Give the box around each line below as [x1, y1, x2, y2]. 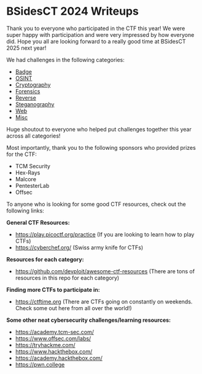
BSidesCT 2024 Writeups [6, 4, 139, 18]
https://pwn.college [15, 360, 65, 368]
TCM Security [15, 162, 51, 169]
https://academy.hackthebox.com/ [15, 354, 103, 362]
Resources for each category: [6, 255, 84, 263]
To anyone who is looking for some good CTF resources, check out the [6, 200, 186, 208]
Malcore [15, 175, 37, 182]
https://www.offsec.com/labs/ [15, 335, 91, 342]
